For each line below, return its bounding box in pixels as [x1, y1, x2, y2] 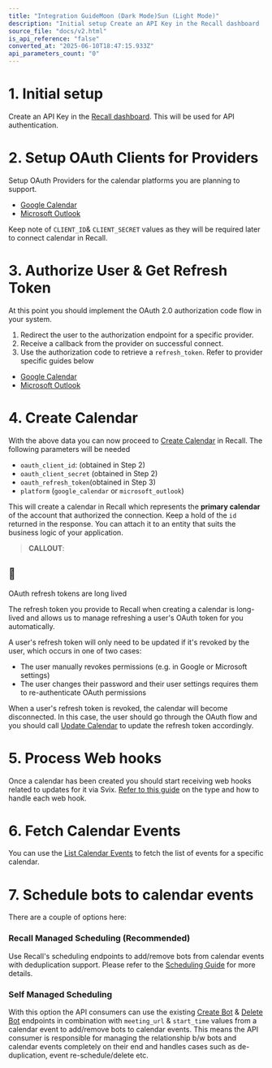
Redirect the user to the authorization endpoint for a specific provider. [19, 330, 254, 340]
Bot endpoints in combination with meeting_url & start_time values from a [8, 1015, 257, 1025]
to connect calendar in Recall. [8, 232, 108, 242]
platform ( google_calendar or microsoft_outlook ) [19, 485, 184, 496]
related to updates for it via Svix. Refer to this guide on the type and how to [8, 784, 260, 794]
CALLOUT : [28, 543, 65, 553]
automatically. [8, 621, 55, 631]
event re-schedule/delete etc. [49, 1050, 149, 1060]
